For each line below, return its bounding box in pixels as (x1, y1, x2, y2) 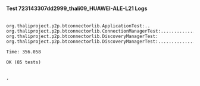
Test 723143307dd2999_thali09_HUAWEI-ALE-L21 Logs (6, 5, 148, 12)
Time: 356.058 (6, 49, 42, 55)
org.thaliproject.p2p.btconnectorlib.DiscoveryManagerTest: (6, 33, 159, 40)
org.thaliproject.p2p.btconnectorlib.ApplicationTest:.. (6, 23, 151, 29)
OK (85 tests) (6, 59, 42, 65)
